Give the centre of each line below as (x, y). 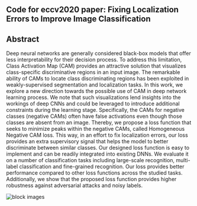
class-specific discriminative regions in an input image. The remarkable (93, 72)
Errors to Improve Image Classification (78, 19)
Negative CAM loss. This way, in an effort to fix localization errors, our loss (97, 135)
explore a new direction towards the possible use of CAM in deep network (96, 91)
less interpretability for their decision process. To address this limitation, (94, 60)
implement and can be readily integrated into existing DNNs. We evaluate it (97, 154)
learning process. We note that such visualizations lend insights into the (93, 98)
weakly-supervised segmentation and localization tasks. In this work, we (95, 85)
